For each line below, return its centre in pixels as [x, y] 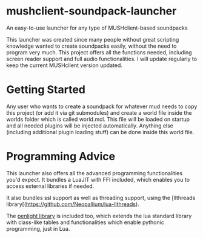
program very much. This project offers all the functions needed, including [99, 52]
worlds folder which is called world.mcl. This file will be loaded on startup [98, 119]
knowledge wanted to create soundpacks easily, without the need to [92, 46]
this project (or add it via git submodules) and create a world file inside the [99, 112]
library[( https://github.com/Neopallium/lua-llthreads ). [73, 204]
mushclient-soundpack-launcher [92, 11]
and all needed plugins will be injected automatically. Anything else [90, 126]
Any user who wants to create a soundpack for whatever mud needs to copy [102, 106]
